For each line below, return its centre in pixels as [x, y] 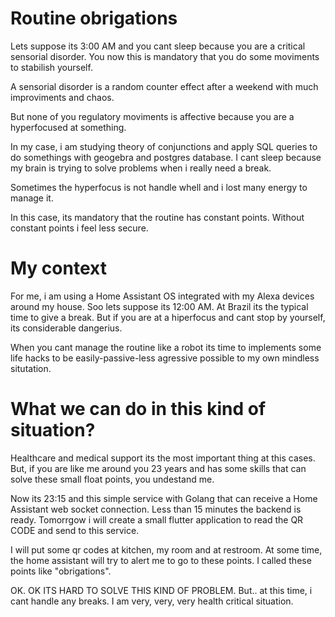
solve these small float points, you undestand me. [112, 479]
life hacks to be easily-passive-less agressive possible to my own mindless [165, 358]
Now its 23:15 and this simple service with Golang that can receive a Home [164, 498]
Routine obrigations [94, 18]
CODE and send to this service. [75, 530]
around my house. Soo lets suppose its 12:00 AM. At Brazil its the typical [159, 306]
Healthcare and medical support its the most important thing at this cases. [163, 458]
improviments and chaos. [62, 97]
